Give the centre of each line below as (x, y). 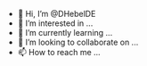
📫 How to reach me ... (59, 52)
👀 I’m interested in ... (55, 23)
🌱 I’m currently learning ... (65, 33)
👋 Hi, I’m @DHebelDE (57, 14)
